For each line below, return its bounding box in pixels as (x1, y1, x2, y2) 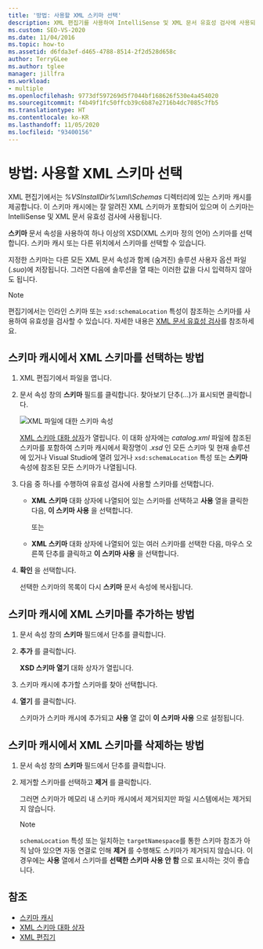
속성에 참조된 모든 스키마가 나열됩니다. (19, 462, 137, 472)
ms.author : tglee (8, 63, 65, 71)
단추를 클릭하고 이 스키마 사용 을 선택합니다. (45, 549, 179, 558)
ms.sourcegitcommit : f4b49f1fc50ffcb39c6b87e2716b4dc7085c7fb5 (8, 99, 219, 107)
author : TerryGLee (8, 56, 68, 64)
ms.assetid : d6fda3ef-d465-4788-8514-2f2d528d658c (8, 48, 177, 56)
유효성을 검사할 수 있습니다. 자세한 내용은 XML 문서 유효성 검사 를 (28, 316, 228, 326)
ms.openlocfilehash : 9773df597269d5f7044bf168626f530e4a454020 (8, 92, 219, 100)
